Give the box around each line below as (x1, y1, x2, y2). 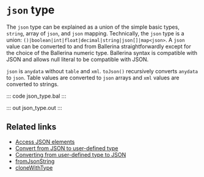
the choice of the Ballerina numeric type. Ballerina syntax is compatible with (6, 49, 197, 56)
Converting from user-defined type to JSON (15, 151, 126, 158)
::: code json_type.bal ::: (6, 92, 67, 99)
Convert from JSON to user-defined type (15, 144, 118, 152)
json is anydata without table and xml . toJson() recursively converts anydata (6, 67, 199, 74)
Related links (6, 122, 57, 132)
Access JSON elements (15, 138, 75, 145)
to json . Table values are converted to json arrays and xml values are (6, 74, 180, 81)
